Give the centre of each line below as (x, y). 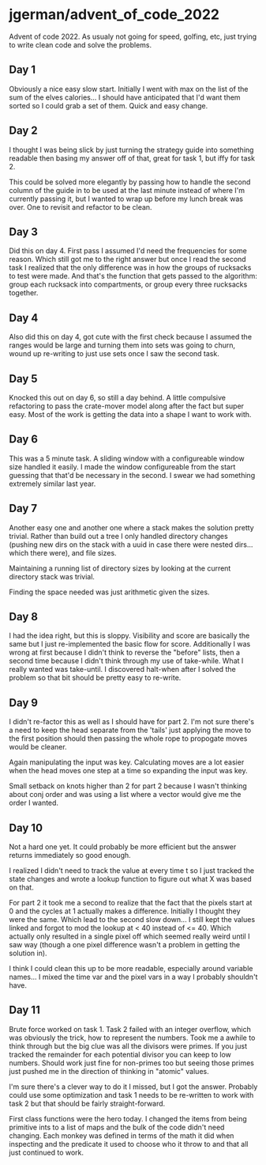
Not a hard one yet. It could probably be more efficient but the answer (123, 847)
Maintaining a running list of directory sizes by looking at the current (120, 568)
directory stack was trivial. (52, 576)
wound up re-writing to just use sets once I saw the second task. (114, 354)
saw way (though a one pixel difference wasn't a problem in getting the (124, 945)
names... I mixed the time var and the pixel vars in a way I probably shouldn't (133, 977)
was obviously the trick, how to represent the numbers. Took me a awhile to (132, 1038)
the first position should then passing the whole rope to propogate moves (128, 738)
